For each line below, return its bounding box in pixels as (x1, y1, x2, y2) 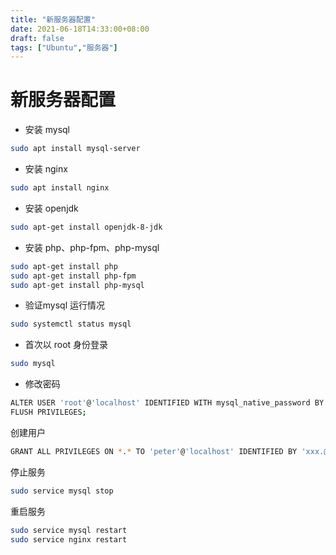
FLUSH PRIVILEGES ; (10, 407, 87, 418)
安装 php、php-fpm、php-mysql (24, 241, 160, 253)
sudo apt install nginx (10, 183, 110, 193)
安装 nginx (24, 163, 68, 175)
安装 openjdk (24, 202, 79, 214)
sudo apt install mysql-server (10, 144, 141, 154)
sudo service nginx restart (10, 534, 128, 545)
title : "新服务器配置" (10, 14, 96, 25)
